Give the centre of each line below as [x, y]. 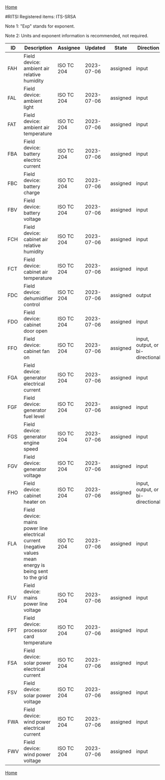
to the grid [36, 577]
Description [38, 48]
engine [32, 443]
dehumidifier [38, 298]
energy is [34, 565]
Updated [95, 48]
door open [36, 331]
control [32, 304]
